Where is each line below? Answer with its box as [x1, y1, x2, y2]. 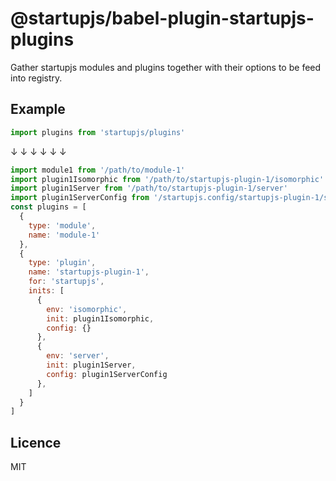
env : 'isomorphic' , [46, 304, 128, 314]
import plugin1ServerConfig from [10, 193, 150, 203]
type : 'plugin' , [28, 258, 97, 268]
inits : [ [28, 286, 65, 296]
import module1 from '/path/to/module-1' [10, 165, 186, 175]
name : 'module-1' [28, 230, 101, 240]
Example [10, 101, 66, 118]
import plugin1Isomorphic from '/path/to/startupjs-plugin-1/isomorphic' [10, 174, 325, 184]
